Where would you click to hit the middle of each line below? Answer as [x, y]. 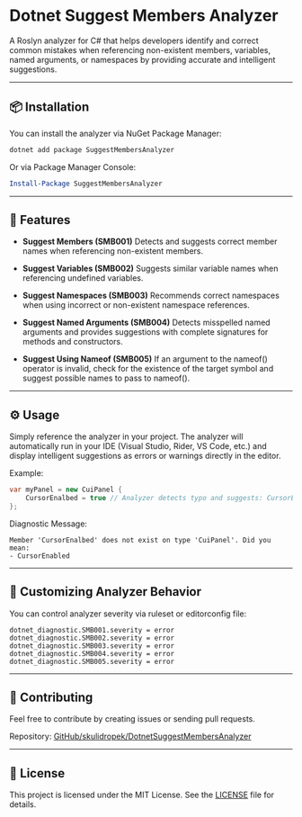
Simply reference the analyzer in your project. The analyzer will [126, 436]
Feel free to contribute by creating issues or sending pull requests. [133, 719]
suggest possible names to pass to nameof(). [106, 378]
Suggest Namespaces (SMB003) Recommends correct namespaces [151, 296]
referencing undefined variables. [83, 278]
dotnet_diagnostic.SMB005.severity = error [92, 661]
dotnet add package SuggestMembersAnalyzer [92, 149]
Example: [27, 473]
